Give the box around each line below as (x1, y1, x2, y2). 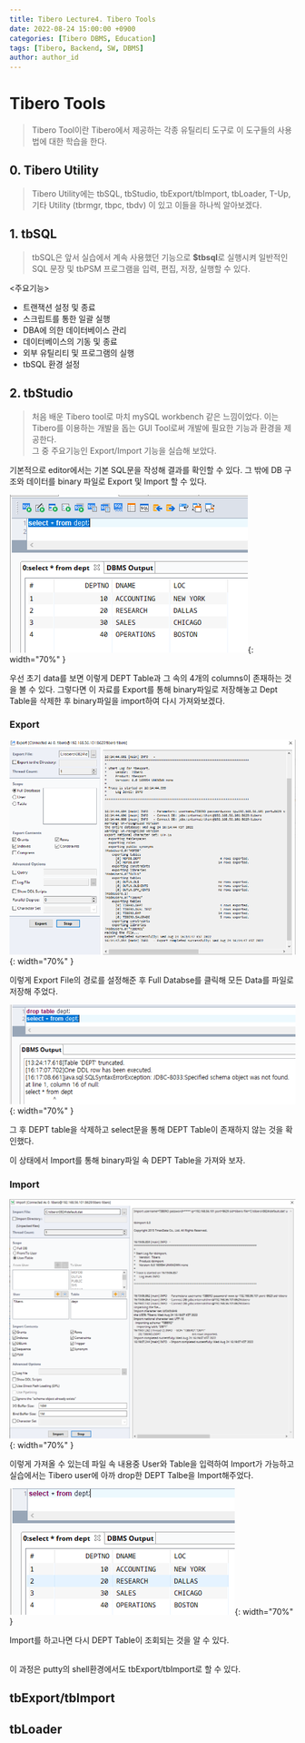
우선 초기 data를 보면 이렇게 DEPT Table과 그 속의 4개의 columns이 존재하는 (9, 672, 283, 683)
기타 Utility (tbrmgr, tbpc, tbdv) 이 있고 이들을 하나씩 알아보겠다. (31, 199, 262, 210)
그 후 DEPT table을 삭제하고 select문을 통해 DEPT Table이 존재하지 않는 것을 (9, 1123, 284, 1134)
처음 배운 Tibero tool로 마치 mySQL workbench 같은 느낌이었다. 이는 (31, 410, 280, 422)
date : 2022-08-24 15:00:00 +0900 (9, 24, 136, 34)
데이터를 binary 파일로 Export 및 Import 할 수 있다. (25, 476, 207, 487)
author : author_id (9, 53, 79, 63)
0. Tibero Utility (9, 163, 100, 178)
